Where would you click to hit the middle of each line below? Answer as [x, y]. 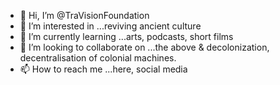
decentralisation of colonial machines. [98, 58]
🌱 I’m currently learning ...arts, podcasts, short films [126, 36]
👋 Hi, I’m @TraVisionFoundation [84, 15]
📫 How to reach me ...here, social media [103, 69]
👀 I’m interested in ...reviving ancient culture [110, 26]
